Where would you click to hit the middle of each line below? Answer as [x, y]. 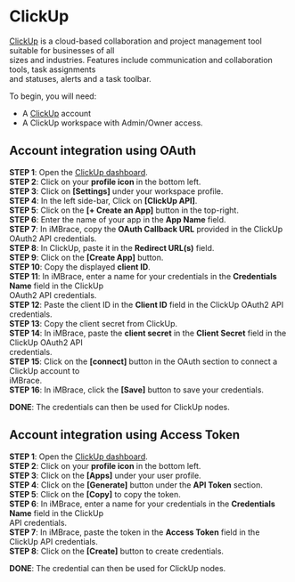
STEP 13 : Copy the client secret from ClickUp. [94, 323]
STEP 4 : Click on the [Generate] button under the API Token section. [136, 485]
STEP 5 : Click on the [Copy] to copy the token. [95, 494]
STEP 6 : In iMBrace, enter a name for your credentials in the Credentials [143, 504]
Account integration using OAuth [103, 151]
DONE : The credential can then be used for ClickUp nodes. [118, 568]
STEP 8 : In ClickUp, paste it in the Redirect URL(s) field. [112, 247]
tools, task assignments [53, 69]
